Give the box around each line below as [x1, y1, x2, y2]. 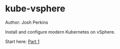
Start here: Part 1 [5, 38, 40, 45]
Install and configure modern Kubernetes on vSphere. [5, 29, 116, 35]
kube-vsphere [5, 3, 66, 14]
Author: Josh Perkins [5, 19, 48, 25]
